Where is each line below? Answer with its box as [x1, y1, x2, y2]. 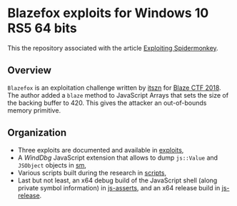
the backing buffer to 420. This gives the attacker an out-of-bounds [7, 98, 207, 107]
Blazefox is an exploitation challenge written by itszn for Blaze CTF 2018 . [7, 83, 221, 92]
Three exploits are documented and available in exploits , [17, 145, 184, 154]
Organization [7, 127, 66, 139]
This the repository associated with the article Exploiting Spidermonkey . [7, 43, 219, 52]
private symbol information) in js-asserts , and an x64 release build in [17, 183, 221, 192]
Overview [7, 64, 52, 76]
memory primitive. [7, 105, 61, 115]
